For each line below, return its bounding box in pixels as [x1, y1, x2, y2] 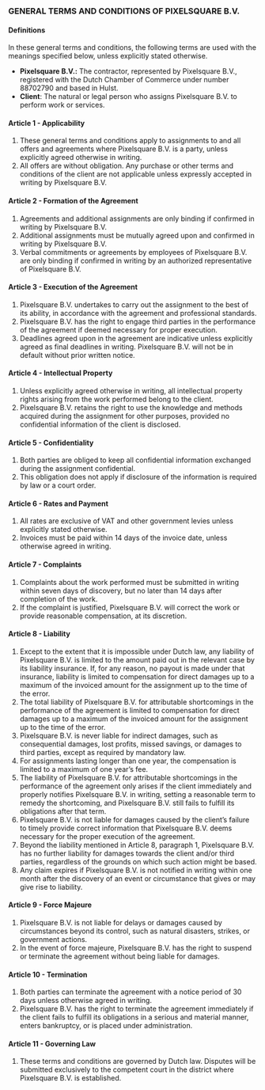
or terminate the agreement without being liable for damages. [19, 951, 220, 961]
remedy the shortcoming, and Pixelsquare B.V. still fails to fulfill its [19, 798, 235, 807]
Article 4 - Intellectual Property [8, 368, 113, 378]
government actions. [19, 934, 88, 944]
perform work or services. [19, 101, 105, 110]
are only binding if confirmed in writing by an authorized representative [19, 256, 252, 265]
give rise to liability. [19, 882, 83, 891]
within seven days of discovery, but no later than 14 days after [19, 586, 222, 595]
